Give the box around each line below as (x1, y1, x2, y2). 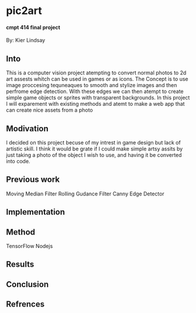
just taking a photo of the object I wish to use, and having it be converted (6, 152, 183, 159)
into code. (6, 158, 30, 165)
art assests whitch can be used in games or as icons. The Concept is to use (6, 75, 188, 82)
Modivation (6, 123, 49, 133)
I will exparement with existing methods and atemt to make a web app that (6, 101, 185, 108)
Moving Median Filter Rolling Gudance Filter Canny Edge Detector (6, 190, 165, 197)
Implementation (6, 207, 66, 217)
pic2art (6, 4, 42, 18)
